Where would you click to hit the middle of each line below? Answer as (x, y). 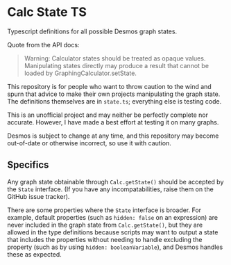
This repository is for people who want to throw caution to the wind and (109, 86)
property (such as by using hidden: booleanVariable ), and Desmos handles (115, 247)
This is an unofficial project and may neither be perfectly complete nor (108, 115)
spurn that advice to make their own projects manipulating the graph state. (114, 94)
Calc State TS (47, 12)
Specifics (28, 165)
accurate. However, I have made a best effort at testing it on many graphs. (113, 122)
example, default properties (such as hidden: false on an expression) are (113, 217)
